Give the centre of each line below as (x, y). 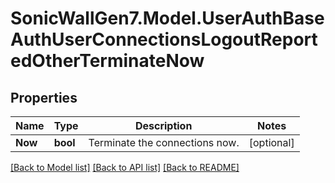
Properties (44, 97)
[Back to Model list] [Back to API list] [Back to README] (125, 167)
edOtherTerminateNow (107, 61)
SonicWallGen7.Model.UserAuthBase (167, 18)
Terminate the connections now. (164, 142)
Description (163, 125)
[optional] (271, 142)
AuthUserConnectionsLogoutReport (164, 39)
